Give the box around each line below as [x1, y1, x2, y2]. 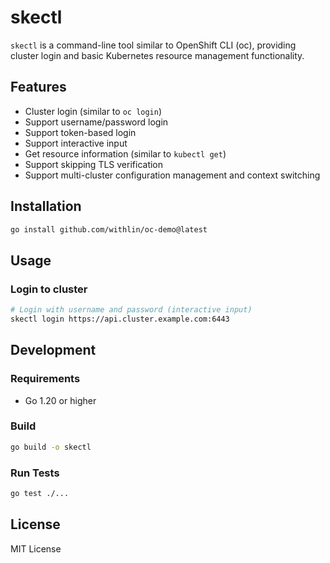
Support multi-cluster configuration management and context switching [24, 169, 321, 181]
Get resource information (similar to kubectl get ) [24, 147, 227, 160]
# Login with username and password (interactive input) [10, 305, 253, 315]
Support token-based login [24, 126, 137, 138]
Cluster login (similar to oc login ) [24, 105, 163, 117]
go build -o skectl [10, 442, 92, 452]
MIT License [10, 542, 62, 555]
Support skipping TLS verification [24, 158, 164, 170]
